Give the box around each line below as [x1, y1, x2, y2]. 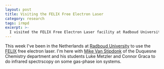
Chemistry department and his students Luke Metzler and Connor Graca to [5, 53, 156, 59]
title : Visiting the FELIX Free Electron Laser [5, 12, 104, 17]
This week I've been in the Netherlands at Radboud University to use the [5, 43, 151, 49]
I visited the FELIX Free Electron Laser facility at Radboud [9, 30, 139, 34]
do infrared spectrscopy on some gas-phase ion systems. [5, 59, 122, 64]
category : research [5, 16, 45, 21]
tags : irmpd [5, 20, 29, 26]
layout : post [5, 7, 32, 12]
